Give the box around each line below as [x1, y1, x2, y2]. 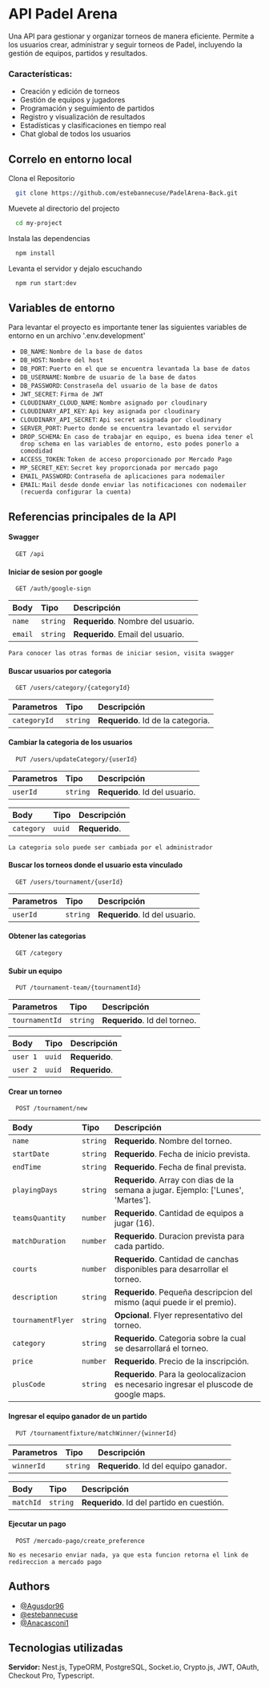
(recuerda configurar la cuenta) [19, 488, 132, 497]
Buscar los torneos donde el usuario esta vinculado [8, 860, 183, 870]
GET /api [15, 550, 45, 558]
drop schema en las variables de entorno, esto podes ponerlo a [19, 440, 239, 449]
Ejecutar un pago [8, 1519, 66, 1529]
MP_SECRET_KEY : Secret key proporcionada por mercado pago [19, 462, 219, 473]
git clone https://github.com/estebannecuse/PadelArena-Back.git [15, 189, 239, 197]
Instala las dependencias [8, 233, 90, 243]
